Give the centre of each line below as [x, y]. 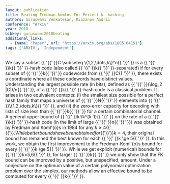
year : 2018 [17, 29]
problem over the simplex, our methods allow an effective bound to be [79, 171]
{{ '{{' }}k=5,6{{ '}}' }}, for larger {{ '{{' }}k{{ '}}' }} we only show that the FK [84, 154]
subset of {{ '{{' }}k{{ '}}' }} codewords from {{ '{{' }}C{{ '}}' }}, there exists [84, 73]
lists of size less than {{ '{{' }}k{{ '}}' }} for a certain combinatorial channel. [83, 111]
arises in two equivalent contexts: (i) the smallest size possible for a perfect [84, 95]
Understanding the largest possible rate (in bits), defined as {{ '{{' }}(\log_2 [84, 84]
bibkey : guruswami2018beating [37, 34]
